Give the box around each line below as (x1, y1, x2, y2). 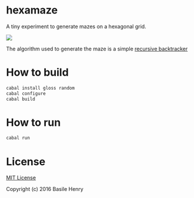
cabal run (6, 135, 31, 141)
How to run (6, 115, 61, 129)
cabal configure (6, 90, 46, 97)
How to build (6, 66, 69, 79)
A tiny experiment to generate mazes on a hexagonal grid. (6, 23, 146, 30)
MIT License (6, 174, 36, 182)
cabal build (6, 96, 35, 102)
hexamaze (6, 4, 58, 17)
